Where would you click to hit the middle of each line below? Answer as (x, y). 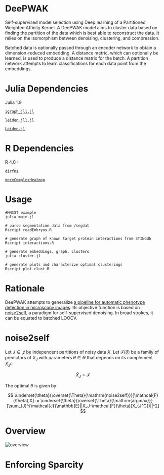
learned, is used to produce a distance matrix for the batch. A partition (77, 58)
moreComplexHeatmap (25, 180)
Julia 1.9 (14, 102)
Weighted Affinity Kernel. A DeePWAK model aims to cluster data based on (81, 27)
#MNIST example (21, 213)
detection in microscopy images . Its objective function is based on (73, 307)
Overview (25, 431)
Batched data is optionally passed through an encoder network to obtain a (81, 47)
